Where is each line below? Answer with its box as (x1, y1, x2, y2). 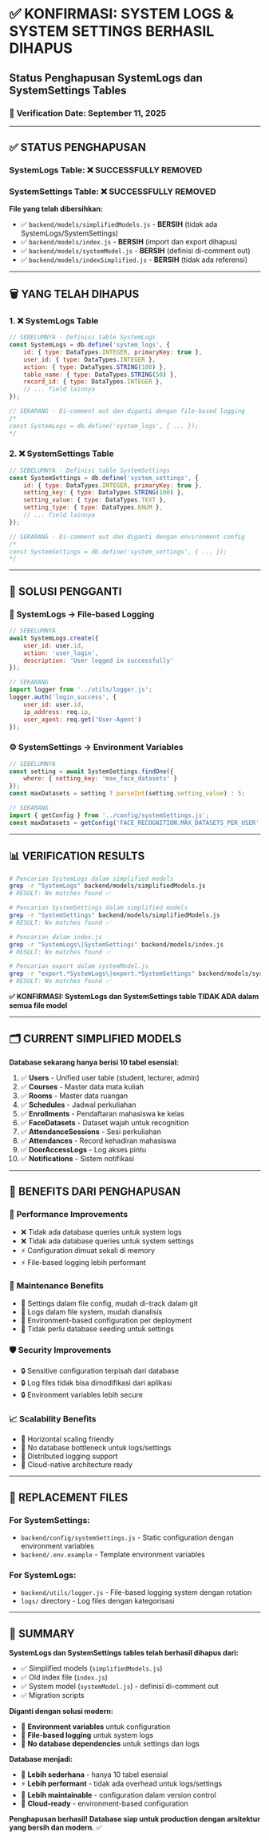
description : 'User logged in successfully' (23, 656, 174, 664)
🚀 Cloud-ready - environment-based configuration (20, 1798, 188, 1809)
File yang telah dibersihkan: (9, 204, 103, 214)
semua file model (9, 1001, 68, 1010)
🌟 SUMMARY (9, 1627, 75, 1640)
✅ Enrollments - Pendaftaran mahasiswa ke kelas (20, 1108, 184, 1118)
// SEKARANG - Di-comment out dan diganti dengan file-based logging (9, 407, 246, 415)
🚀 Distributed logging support (20, 1451, 118, 1461)
